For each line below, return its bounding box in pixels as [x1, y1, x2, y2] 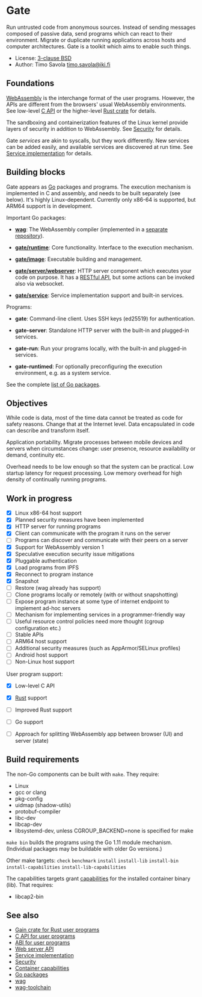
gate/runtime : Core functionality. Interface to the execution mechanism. [14, 243, 194, 251]
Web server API [14, 945, 54, 952]
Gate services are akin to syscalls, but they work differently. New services [6, 137, 189, 144]
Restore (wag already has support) [14, 584, 101, 591]
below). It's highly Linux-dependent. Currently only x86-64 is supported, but [6, 196, 196, 203]
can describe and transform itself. [6, 427, 90, 434]
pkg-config [14, 795, 43, 802]
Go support [14, 718, 43, 725]
